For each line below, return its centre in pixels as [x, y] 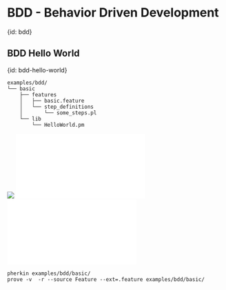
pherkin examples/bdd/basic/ [49, 273]
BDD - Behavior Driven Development [113, 13]
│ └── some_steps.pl [58, 113]
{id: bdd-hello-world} [37, 70]
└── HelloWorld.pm [58, 125]
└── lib [30, 118]
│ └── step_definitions [57, 107]
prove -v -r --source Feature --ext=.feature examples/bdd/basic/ [106, 279]
